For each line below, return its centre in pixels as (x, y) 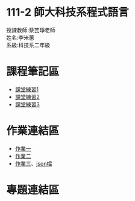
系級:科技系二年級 (28, 45)
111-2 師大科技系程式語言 (67, 12)
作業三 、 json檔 (33, 163)
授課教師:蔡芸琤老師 (31, 30)
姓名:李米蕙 (20, 37)
